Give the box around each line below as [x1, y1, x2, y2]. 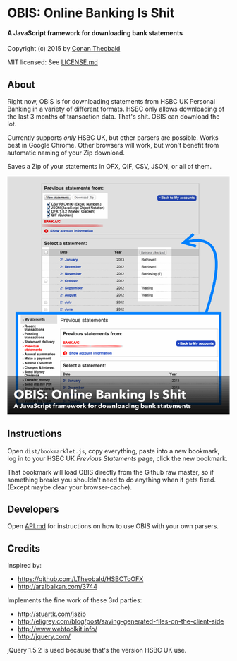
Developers [7, 504, 59, 516]
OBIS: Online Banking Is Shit [7, 5, 175, 21]
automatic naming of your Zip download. [7, 148, 126, 157]
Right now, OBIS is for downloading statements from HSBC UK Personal [7, 97, 216, 106]
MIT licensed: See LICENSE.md [7, 58, 99, 66]
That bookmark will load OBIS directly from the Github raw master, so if [7, 468, 214, 476]
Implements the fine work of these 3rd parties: [7, 596, 142, 605]
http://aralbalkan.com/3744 [17, 583, 97, 591]
